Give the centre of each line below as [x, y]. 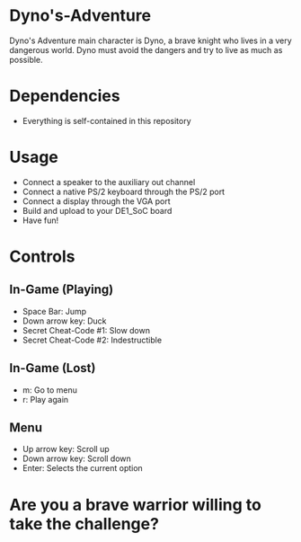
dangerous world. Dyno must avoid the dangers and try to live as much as [146, 49]
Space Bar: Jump [54, 311]
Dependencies [65, 96]
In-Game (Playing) [62, 290]
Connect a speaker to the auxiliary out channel [109, 182]
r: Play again [45, 399]
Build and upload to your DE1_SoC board [97, 210]
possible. [26, 59]
